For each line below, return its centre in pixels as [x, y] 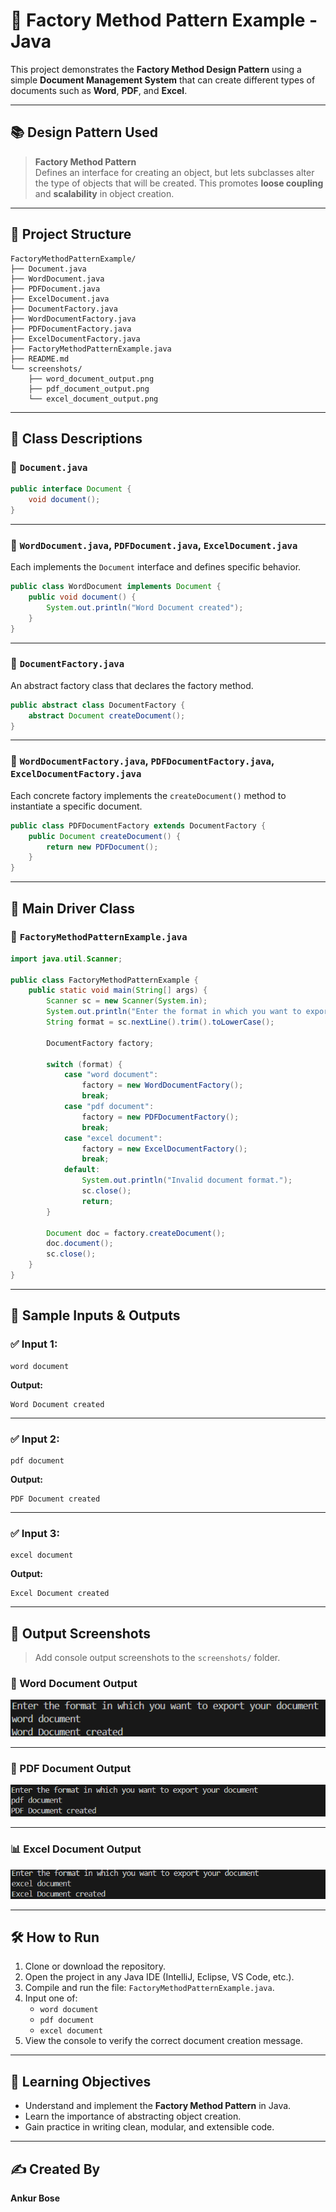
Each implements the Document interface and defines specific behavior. [156, 567]
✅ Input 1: [34, 1344]
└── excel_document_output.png [93, 399]
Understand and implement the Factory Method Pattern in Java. [158, 2106]
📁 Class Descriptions [76, 438]
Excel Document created [60, 1594]
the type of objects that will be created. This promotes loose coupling [179, 183]
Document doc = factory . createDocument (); [136, 1233]
